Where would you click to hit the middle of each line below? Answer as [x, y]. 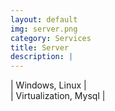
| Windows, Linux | [48, 85]
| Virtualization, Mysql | [58, 96]
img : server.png [44, 29]
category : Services [51, 38]
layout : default [44, 19]
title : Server [40, 47]
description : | [42, 57]
